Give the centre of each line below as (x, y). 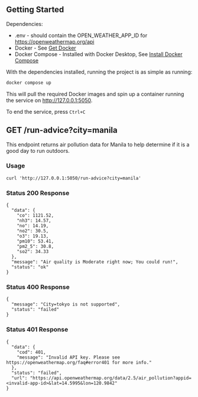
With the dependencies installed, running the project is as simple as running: (99, 72)
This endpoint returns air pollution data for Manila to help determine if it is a (98, 145)
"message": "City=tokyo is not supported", (66, 304)
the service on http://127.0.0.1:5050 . (49, 100)
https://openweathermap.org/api (54, 41)
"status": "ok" (30, 267)
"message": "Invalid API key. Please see (68, 357)
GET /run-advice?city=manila (62, 130)
